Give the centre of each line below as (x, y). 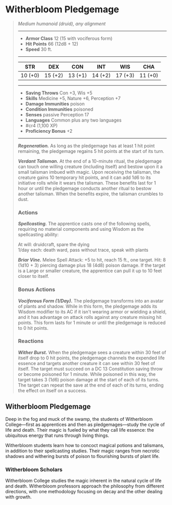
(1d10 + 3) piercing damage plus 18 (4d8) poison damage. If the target (91, 266)
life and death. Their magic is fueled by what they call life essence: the (80, 430)
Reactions (31, 341)
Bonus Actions (36, 290)
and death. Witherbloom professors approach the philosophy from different (85, 486)
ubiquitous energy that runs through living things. (57, 435)
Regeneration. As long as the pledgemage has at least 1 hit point (86, 146)
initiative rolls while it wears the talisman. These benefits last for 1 (87, 183)
